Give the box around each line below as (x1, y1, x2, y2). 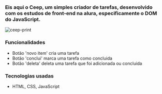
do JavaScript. (5, 16, 40, 23)
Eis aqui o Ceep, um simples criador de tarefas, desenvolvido (5, 4, 153, 11)
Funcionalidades (5, 39, 45, 46)
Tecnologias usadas (5, 72, 54, 79)
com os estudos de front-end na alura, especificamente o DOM (5, 10, 158, 16)
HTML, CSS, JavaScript (12, 83, 60, 89)
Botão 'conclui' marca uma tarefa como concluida (12, 55, 113, 61)
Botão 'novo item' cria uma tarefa (12, 50, 80, 56)
